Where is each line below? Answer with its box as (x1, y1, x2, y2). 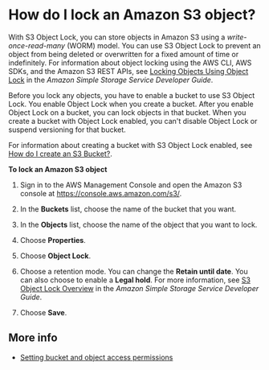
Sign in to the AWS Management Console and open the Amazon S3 (19, 179, 243, 190)
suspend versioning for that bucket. (8, 125, 126, 134)
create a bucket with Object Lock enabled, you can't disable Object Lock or (8, 116, 258, 125)
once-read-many (8, 40, 66, 50)
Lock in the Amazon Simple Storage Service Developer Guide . (8, 75, 214, 84)
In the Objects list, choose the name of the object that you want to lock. (19, 220, 258, 229)
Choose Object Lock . (19, 251, 91, 261)
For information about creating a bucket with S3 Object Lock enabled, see (8, 140, 253, 150)
